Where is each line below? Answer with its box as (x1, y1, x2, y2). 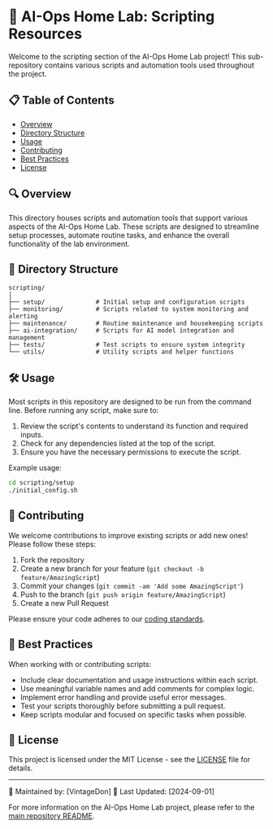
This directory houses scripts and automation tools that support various (8, 213, 248, 222)
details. (8, 763, 33, 773)
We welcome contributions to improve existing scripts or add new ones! (8, 530, 249, 540)
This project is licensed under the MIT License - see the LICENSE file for (8, 755, 250, 765)
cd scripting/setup (8, 479, 75, 487)
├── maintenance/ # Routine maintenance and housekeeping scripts (8, 319, 264, 328)
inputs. (19, 430, 44, 440)
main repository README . (8, 811, 95, 821)
